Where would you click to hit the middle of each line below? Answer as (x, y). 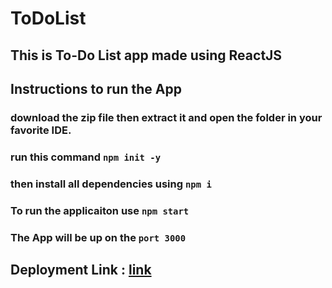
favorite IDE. (41, 130)
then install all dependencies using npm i (111, 184)
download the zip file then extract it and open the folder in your (166, 117)
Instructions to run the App (96, 88)
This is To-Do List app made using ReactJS (146, 55)
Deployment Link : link (81, 269)
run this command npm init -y (86, 157)
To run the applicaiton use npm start (100, 210)
